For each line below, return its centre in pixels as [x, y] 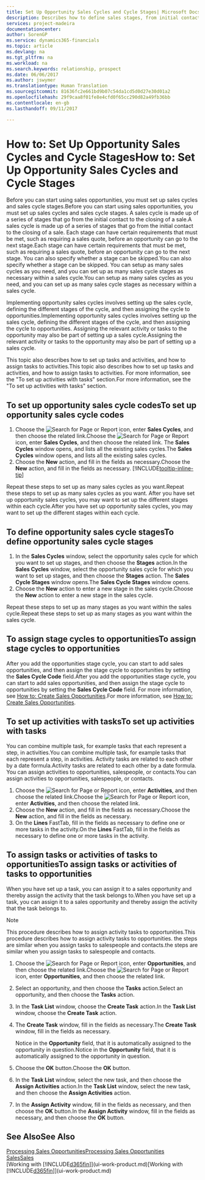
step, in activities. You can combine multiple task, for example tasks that [96, 752]
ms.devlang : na [26, 52]
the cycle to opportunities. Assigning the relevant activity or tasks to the [97, 329]
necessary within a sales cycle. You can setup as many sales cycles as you [100, 278]
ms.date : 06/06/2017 [33, 75]
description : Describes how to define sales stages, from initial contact [103, 18]
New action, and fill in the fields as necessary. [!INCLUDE [87, 469]
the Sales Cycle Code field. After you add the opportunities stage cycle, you [102, 676]
